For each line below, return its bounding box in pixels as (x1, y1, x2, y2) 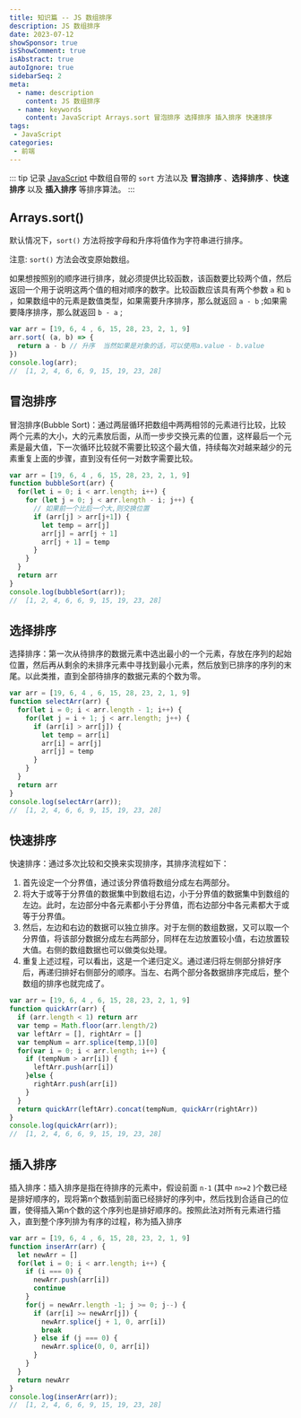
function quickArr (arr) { (9, 1004, 106, 1014)
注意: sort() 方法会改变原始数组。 (9, 254, 134, 265)
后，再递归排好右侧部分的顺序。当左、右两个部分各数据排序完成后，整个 (21, 967, 289, 978)
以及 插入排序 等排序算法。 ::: (26, 183, 135, 194)
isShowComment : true (9, 47, 87, 56)
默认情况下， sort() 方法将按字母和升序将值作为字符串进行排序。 (9, 235, 248, 246)
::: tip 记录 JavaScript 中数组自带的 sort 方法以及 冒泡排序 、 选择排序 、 (9, 172, 273, 183)
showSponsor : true (9, 38, 78, 48)
